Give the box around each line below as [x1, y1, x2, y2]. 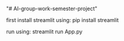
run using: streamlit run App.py [6, 28, 83, 35]
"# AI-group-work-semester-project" [6, 5, 98, 12]
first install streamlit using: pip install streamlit [6, 17, 119, 23]
